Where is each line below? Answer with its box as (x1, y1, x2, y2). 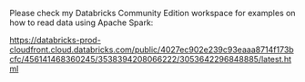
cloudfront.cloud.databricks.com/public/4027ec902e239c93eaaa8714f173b (9, 44, 294, 55)
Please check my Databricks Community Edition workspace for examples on (9, 8, 296, 18)
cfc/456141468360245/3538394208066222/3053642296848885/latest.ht (9, 54, 292, 64)
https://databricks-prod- (9, 35, 102, 45)
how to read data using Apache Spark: (9, 17, 154, 28)
